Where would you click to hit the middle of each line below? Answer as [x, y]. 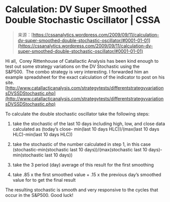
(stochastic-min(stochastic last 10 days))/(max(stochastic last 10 [80, 149]
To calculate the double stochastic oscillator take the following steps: [77, 114]
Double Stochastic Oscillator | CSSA [83, 20]
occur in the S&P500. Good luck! [39, 195]
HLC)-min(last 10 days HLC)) [42, 134]
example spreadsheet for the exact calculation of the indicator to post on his [85, 77]
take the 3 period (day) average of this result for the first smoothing [83, 165]
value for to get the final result [44, 180]
